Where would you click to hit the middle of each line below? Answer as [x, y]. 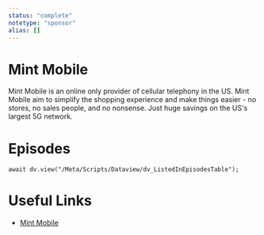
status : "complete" [40, 15]
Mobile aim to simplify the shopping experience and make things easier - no [132, 100]
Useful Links [50, 201]
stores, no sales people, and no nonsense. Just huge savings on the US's [128, 108]
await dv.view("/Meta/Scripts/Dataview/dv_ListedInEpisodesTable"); [124, 170]
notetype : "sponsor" [42, 23]
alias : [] [25, 30]
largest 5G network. [40, 116]
